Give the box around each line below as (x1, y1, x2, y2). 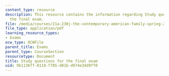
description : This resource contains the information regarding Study (5, 12, 156, 17)
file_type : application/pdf (5, 26, 64, 31)
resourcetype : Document (5, 53, 55, 59)
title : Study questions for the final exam (5, 58, 98, 63)
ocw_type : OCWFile (5, 40, 44, 45)
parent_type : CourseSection (5, 49, 64, 54)
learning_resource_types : (5, 30, 59, 35)
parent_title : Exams (5, 44, 49, 49)
